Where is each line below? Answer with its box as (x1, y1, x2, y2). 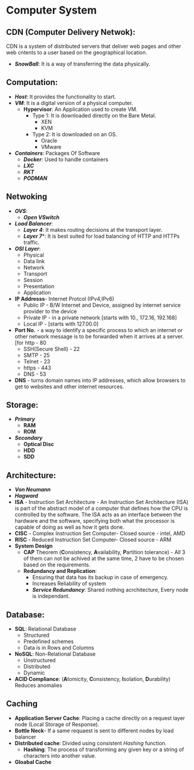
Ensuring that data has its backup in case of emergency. (32, 574, 169, 581)
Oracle (41, 137, 58, 144)
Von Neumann (14, 486, 51, 493)
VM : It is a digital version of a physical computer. (14, 99, 133, 106)
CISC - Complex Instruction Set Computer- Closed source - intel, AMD (14, 530, 186, 537)
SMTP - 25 (23, 352, 50, 359)
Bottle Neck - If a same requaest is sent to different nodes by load (14, 727, 174, 734)
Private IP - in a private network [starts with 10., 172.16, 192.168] (23, 314, 178, 321)
